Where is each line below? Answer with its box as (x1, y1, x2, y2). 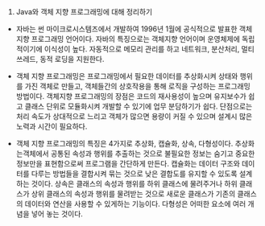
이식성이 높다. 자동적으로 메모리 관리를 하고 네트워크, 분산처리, (43, 44, 240, 54)
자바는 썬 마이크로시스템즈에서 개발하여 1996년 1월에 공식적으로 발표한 (15, 24, 238, 34)
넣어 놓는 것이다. (31, 209, 83, 219)
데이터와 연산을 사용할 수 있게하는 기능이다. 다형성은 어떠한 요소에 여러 (24, 199, 246, 208)
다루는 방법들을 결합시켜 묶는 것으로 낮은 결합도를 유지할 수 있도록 (31, 169, 238, 179)
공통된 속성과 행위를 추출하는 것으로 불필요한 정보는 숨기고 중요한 (51, 149, 255, 158)
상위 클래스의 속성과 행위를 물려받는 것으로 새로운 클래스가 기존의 (31, 189, 236, 199)
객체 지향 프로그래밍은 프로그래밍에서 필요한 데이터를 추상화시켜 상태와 (15, 72, 238, 80)
